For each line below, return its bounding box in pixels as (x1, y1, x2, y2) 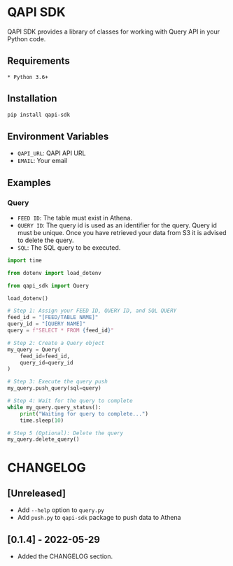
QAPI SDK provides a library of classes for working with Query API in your (7, 27, 220, 36)
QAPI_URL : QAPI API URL (17, 149, 86, 157)
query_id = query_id (20, 359, 73, 366)
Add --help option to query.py (17, 506, 105, 514)
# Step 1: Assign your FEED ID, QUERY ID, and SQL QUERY (7, 307, 177, 315)
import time (7, 257, 42, 264)
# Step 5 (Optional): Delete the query (7, 430, 124, 437)
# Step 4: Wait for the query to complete (7, 397, 133, 404)
